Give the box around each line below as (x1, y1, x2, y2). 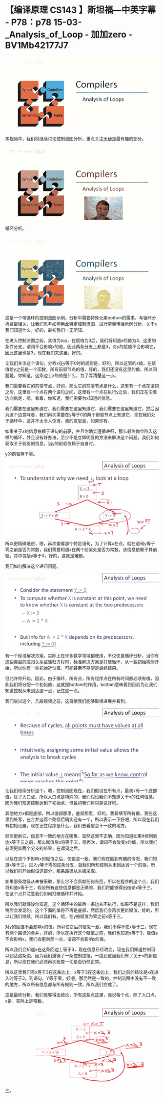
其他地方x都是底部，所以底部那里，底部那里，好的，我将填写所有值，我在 (5, 810, 153, 816)
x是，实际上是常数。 (5, 998, 46, 1004)
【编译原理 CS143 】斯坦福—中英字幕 (5, 4, 156, 16)
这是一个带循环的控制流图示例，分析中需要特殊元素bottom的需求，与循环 (5, 314, 152, 320)
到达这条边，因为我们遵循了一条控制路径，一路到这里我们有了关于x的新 (9, 952, 153, 958)
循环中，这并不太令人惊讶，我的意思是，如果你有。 (9, 418, 112, 423)
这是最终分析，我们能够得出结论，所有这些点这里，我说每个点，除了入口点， (5, 992, 159, 997)
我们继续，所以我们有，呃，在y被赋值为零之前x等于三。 (13, 913, 125, 919)
